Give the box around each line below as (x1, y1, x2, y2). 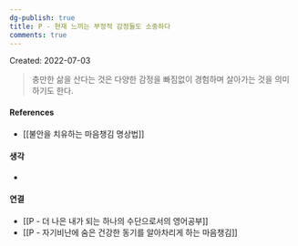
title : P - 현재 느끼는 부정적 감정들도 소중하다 (9, 22, 171, 31)
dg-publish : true (9, 13, 76, 23)
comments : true (9, 30, 67, 39)
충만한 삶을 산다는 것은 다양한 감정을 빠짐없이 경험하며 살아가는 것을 (31, 74, 273, 85)
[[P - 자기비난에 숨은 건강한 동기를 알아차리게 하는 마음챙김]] (22, 227, 239, 238)
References (9, 107, 55, 118)
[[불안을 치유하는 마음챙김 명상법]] (22, 128, 145, 139)
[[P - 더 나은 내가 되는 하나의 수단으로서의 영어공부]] (22, 215, 209, 226)
